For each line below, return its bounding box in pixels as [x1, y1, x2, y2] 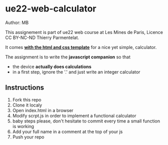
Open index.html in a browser [12, 107, 74, 113]
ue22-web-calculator [5, 3, 97, 14]
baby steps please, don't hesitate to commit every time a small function [12, 118, 160, 124]
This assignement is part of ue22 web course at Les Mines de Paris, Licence [5, 29, 163, 35]
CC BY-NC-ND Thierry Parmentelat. [5, 34, 79, 40]
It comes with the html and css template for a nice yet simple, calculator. [5, 44, 157, 50]
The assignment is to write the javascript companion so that [5, 53, 131, 60]
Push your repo [12, 133, 45, 140]
